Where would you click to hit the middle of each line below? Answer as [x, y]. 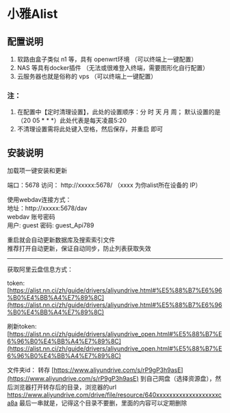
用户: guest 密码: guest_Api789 [51, 225]
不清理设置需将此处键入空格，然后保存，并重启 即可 [90, 129]
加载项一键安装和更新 [37, 171]
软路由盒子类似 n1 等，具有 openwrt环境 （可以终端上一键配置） [107, 59]
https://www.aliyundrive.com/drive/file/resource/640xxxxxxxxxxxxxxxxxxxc [115, 395]
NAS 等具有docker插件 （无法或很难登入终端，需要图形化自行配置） [113, 68]
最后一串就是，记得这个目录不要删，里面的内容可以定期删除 [103, 403]
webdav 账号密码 [31, 217]
